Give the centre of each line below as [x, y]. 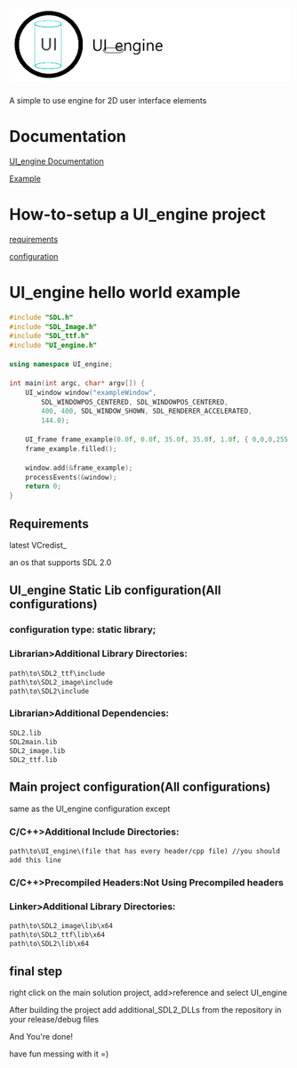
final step [36, 971]
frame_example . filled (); [71, 448]
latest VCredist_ [38, 545]
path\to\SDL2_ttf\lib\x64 [57, 935]
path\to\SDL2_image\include [61, 682]
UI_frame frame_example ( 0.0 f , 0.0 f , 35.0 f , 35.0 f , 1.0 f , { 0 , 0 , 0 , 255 [157, 440]
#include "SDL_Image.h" [53, 327]
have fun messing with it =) [59, 1054]
